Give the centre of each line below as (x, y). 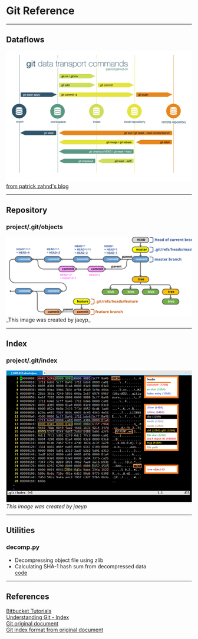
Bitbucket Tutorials (29, 611)
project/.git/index (32, 360)
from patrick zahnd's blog (37, 186)
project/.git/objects (34, 227)
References (28, 597)
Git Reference (40, 11)
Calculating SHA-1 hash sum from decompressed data (80, 566)
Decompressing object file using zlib (59, 560)
